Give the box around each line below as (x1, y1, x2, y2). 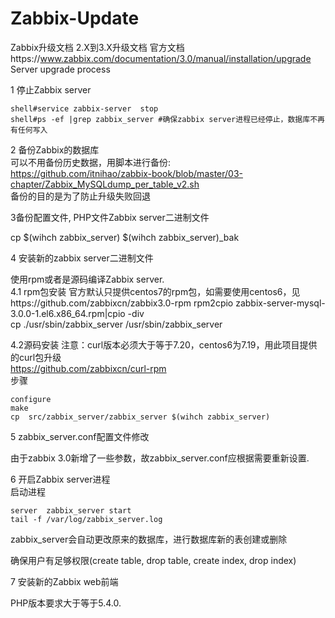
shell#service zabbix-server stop (10, 103, 159, 114)
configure (10, 394, 52, 404)
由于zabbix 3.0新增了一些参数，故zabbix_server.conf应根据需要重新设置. (10, 452, 310, 464)
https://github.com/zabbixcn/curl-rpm (10, 362, 167, 374)
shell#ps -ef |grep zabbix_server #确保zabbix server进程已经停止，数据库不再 (10, 114, 325, 124)
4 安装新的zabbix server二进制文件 (10, 252, 154, 264)
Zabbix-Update (10, 7, 140, 30)
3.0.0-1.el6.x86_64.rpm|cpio (10, 307, 126, 319)
